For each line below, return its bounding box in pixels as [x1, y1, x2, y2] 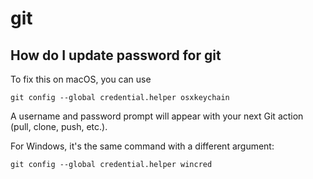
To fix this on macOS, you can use [10, 73, 152, 85]
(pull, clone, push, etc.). [10, 121, 108, 132]
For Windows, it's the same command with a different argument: [10, 140, 275, 152]
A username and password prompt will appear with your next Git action [10, 110, 304, 122]
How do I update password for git [10, 47, 222, 64]
